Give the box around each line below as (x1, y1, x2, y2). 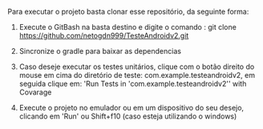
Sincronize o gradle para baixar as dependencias (18, 46, 182, 55)
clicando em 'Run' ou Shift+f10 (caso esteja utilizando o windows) (18, 111, 237, 121)
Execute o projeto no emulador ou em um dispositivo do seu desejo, (18, 103, 245, 112)
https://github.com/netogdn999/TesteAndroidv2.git (18, 31, 189, 40)
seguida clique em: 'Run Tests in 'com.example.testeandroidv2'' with (18, 79, 247, 88)
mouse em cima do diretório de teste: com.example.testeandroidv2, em (18, 71, 256, 79)
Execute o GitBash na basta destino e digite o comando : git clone (18, 22, 237, 31)
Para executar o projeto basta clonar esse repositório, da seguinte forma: (7, 7, 249, 16)
